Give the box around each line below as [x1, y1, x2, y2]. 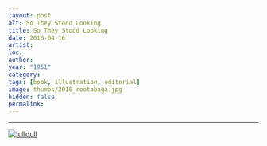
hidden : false [8, 93, 56, 101]
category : [8, 71, 41, 79]
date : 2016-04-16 [8, 33, 66, 42]
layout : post [8, 11, 52, 20]
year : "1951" [8, 63, 52, 71]
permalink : [8, 100, 44, 108]
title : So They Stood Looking [8, 26, 109, 34]
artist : [8, 41, 34, 49]
